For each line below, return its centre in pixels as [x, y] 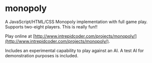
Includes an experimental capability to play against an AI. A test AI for [75, 50]
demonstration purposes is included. [42, 55]
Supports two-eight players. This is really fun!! [51, 26]
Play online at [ [20, 36]
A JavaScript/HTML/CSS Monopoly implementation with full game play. [76, 22]
